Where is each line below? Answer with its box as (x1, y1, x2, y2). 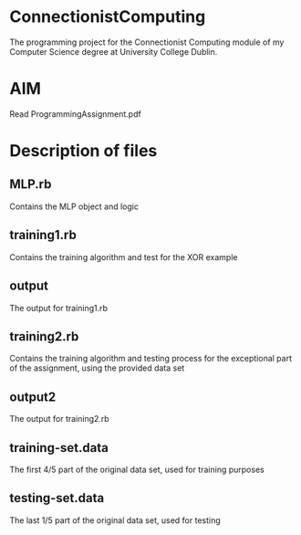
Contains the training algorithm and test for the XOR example (9, 251, 238, 262)
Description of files (9, 141, 158, 162)
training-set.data (9, 440, 109, 456)
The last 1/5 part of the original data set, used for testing (9, 514, 221, 526)
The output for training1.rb (9, 302, 108, 313)
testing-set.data (9, 490, 105, 506)
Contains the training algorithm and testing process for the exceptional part (9, 353, 292, 364)
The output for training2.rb (9, 414, 109, 425)
